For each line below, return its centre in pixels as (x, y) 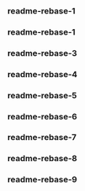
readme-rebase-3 (42, 53)
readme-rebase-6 (42, 116)
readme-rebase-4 (42, 74)
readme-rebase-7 (42, 138)
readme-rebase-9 (42, 180)
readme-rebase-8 (42, 159)
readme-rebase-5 (42, 95)
